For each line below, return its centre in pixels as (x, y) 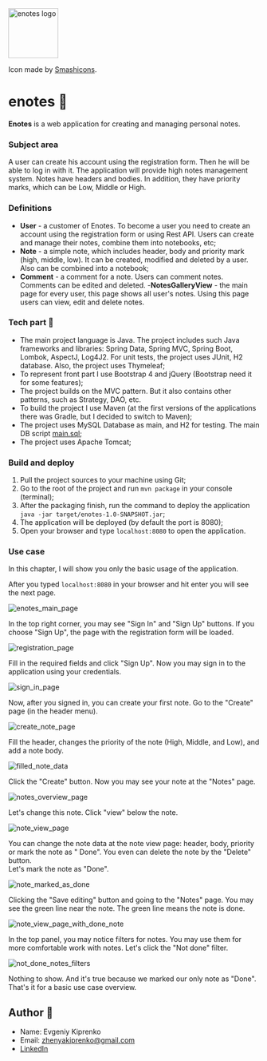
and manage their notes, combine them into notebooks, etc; (118, 242)
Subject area (33, 145)
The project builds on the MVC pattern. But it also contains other (126, 391)
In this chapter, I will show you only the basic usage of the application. (124, 569)
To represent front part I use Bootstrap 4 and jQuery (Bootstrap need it (136, 374)
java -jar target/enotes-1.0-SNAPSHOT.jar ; (92, 514)
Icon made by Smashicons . (53, 70)
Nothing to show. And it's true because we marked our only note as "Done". (132, 979)
